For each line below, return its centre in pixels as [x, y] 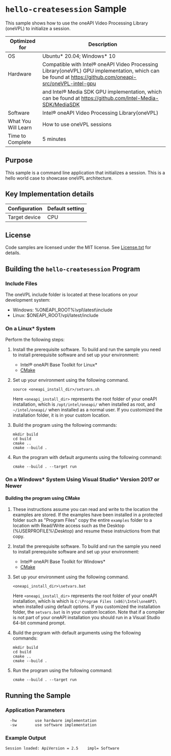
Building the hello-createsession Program [73, 269]
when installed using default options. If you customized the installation [86, 607]
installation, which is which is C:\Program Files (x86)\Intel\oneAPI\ [85, 601]
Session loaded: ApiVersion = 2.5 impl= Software [62, 748]
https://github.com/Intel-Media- [120, 98]
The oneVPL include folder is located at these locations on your [72, 295]
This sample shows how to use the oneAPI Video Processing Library [77, 23]
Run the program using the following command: [63, 670]
